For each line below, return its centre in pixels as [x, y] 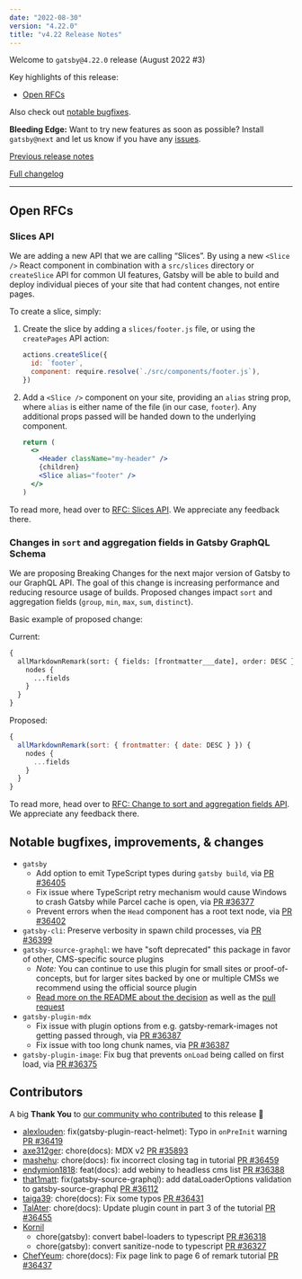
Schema [28, 554]
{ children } [59, 467]
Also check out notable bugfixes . [71, 112]
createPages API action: [66, 339]
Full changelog [37, 174]
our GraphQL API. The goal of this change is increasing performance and [145, 582]
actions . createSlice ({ [65, 355]
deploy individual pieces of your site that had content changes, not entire [145, 285]
